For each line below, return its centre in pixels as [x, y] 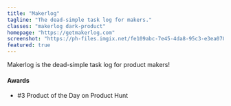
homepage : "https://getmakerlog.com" [61, 32]
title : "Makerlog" [33, 13]
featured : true [29, 45]
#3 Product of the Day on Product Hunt [73, 96]
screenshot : [24, 39]
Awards [18, 80]
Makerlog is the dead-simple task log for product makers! [89, 65]
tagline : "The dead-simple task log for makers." [80, 20]
